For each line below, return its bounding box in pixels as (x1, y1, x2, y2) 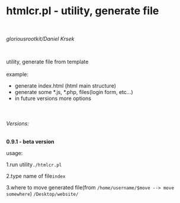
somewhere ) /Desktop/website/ (6, 191, 79, 198)
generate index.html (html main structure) (14, 82, 117, 89)
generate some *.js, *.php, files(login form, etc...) (14, 88, 133, 95)
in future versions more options (14, 95, 92, 102)
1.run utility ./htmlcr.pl (6, 161, 62, 168)
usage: (6, 150, 23, 157)
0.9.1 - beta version (6, 138, 54, 146)
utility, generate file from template (6, 58, 89, 65)
